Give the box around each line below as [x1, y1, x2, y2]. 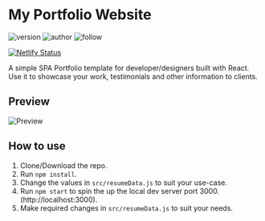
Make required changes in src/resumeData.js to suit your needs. [19, 203, 234, 213]
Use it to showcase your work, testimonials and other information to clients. [8, 71, 259, 81]
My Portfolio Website [8, 6, 152, 24]
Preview [8, 94, 51, 109]
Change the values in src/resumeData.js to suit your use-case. [19, 178, 227, 187]
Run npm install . [19, 169, 78, 179]
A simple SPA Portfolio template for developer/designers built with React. [8, 62, 250, 73]
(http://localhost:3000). [19, 195, 98, 204]
